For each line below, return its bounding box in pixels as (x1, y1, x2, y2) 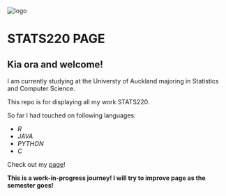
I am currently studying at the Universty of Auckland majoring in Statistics (7, 77, 219, 85)
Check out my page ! (7, 161, 66, 168)
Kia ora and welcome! (7, 58, 103, 70)
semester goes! (7, 181, 54, 189)
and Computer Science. (7, 84, 75, 92)
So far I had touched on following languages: (7, 111, 136, 120)
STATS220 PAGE (7, 31, 105, 47)
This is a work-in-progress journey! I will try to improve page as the (7, 174, 206, 182)
